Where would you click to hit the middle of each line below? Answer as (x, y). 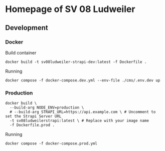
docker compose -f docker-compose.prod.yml (51, 143)
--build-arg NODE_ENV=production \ (47, 108)
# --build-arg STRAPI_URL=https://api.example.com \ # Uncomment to (83, 112)
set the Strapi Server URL (33, 116)
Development (27, 28)
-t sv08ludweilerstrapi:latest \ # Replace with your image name (79, 121)
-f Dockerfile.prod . (32, 125)
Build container (21, 52)
